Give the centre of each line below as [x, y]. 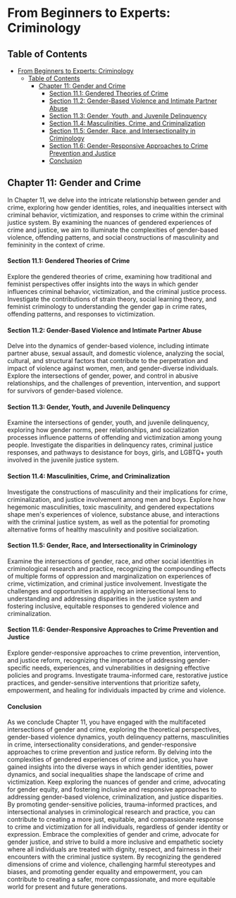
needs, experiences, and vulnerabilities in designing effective [121, 668]
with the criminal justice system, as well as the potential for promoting [108, 522]
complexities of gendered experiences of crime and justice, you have [108, 760]
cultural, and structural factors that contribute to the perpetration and [108, 361]
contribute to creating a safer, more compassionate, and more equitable [112, 880]
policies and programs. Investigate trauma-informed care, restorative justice [118, 675]
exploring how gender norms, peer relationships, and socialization [103, 430]
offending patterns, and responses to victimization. [81, 314]
